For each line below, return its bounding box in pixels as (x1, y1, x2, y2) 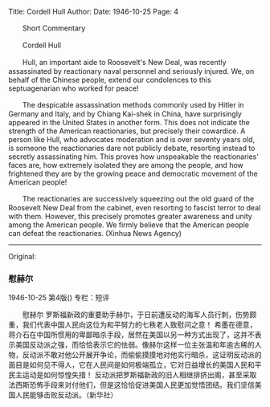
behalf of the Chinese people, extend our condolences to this (8, 75, 211, 84)
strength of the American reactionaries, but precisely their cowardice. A (8, 126, 246, 136)
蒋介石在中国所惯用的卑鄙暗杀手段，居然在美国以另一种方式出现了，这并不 (8, 330, 255, 340)
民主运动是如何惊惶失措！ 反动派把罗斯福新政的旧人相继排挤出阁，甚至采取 (8, 370, 257, 380)
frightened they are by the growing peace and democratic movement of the (8, 169, 259, 178)
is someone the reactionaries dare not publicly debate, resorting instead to (8, 144, 256, 153)
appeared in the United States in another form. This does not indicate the (8, 118, 251, 127)
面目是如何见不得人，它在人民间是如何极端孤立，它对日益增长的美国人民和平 (8, 360, 262, 370)
